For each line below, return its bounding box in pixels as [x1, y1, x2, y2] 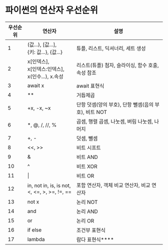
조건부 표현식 [76, 226, 106, 233]
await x [27, 82, 44, 89]
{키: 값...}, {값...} [27, 48, 63, 55]
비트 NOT [85, 108, 107, 115]
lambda [27, 235, 45, 242]
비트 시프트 [76, 144, 101, 151]
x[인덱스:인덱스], [27, 65, 65, 72]
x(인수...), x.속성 [27, 73, 63, 80]
